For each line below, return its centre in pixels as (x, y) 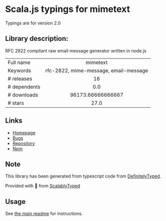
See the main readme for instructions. (44, 214)
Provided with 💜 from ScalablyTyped (43, 186)
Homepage (24, 133)
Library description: (37, 39)
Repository (23, 143)
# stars (16, 103)
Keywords (19, 70)
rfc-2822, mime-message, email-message (97, 70)
